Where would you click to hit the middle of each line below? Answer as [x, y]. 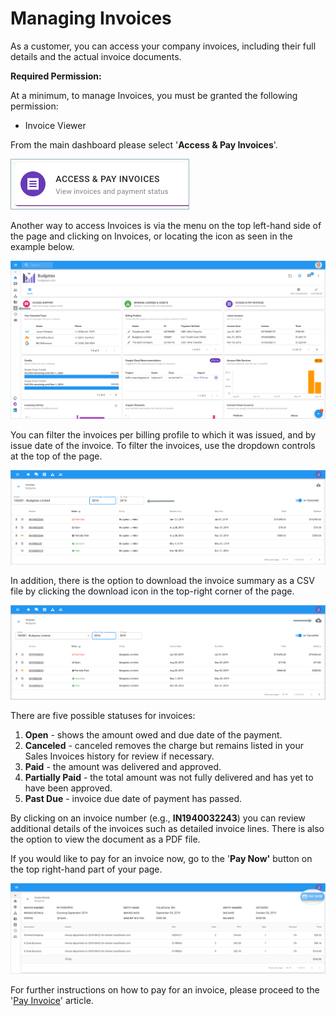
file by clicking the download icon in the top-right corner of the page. [152, 591]
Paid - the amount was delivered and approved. [123, 767]
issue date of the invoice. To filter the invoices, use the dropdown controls [163, 446]
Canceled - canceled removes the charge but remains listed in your [164, 746]
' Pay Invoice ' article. [52, 1000]
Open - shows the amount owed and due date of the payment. [153, 735]
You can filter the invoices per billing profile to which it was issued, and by [163, 435]
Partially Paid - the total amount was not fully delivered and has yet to [169, 778]
